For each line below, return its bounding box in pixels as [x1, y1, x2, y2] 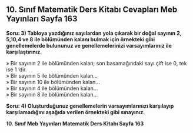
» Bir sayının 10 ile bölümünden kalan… [6, 78, 100, 85]
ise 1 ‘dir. [6, 66, 28, 73]
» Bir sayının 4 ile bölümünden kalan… [6, 85, 98, 92]
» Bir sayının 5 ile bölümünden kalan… [6, 72, 98, 79]
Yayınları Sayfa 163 [6, 14, 78, 24]
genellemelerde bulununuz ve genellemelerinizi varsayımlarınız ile [6, 42, 172, 49]
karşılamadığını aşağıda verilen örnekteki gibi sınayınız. [6, 108, 145, 115]
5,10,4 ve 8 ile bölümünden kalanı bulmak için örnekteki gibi [6, 35, 155, 43]
